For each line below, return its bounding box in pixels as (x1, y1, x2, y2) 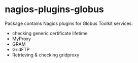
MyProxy (12, 36, 31, 42)
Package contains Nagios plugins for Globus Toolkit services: (5, 20, 133, 26)
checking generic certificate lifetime (12, 30, 88, 36)
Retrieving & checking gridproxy (12, 52, 80, 58)
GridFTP (12, 46, 30, 52)
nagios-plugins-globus (5, 4, 105, 15)
